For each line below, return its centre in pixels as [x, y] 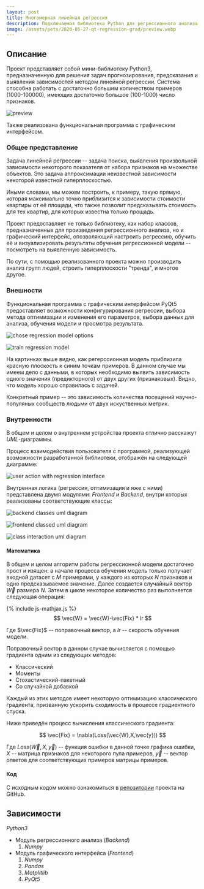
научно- [187, 397]
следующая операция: [36, 597]
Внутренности [29, 419]
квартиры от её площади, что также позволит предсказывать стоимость [101, 205]
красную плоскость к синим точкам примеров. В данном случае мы [96, 365]
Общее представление [42, 147]
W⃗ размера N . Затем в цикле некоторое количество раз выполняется [99, 590]
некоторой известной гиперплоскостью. [60, 180]
